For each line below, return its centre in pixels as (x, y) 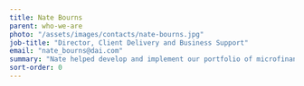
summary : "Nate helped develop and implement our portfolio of (131, 59)
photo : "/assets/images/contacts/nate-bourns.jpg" (107, 34)
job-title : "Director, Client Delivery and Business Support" (129, 43)
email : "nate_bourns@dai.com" (66, 51)
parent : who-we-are (46, 26)
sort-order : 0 (36, 68)
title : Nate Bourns (46, 17)
